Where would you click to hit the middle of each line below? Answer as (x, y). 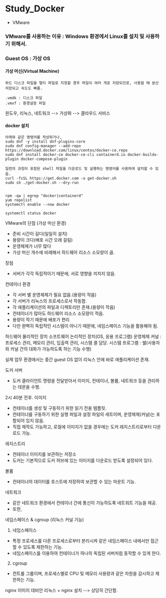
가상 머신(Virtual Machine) (32, 71)
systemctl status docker (31, 213)
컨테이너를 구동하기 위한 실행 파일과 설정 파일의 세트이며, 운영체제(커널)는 (83, 415)
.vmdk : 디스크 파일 (24, 98)
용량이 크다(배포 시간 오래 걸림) (42, 240)
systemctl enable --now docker (38, 205)
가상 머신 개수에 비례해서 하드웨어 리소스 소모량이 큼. (63, 253)
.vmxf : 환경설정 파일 (26, 103)
